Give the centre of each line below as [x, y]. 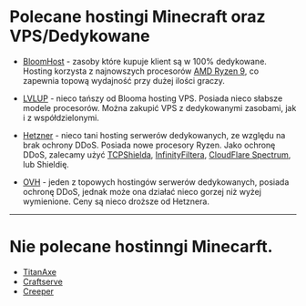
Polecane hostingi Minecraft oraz [138, 17]
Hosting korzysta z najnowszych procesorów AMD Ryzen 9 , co [141, 71]
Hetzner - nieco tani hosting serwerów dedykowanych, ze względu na [154, 135]
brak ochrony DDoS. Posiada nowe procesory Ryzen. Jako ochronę [149, 145]
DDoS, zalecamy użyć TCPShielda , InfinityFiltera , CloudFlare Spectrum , [157, 154]
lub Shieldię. [46, 164]
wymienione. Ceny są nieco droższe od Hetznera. [116, 201]
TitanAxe [40, 271]
